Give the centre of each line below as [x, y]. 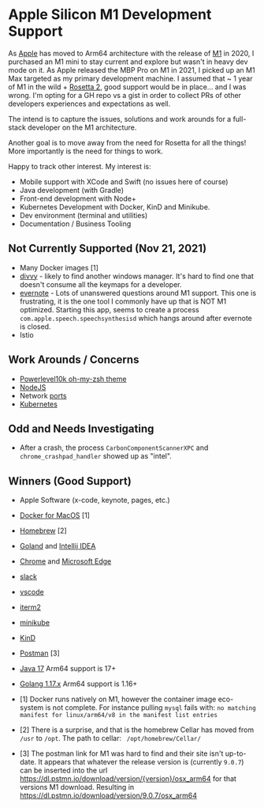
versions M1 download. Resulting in [77, 787]
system [32, 708]
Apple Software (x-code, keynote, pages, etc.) [95, 500]
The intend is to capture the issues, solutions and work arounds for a [120, 119]
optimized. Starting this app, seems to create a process [109, 309]
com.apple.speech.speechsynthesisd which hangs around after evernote [136, 318]
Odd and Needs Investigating [81, 429]
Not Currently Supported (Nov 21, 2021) [108, 249]
